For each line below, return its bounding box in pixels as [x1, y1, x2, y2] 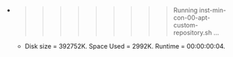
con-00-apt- [173, 13, 211, 22]
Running [173, 6, 198, 14]
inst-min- [198, 6, 227, 14]
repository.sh [173, 28, 212, 37]
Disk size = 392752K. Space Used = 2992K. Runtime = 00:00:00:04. [24, 42, 226, 50]
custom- [173, 21, 199, 29]
